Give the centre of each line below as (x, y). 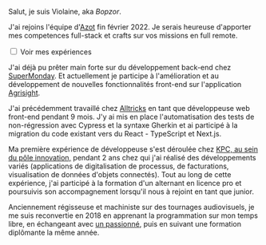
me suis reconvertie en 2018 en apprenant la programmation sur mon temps (133, 215)
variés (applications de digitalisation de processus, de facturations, (119, 166)
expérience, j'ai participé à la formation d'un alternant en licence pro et (125, 183)
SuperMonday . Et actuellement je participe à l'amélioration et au (114, 76)
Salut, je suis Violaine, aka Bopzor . (65, 12)
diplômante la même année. (54, 232)
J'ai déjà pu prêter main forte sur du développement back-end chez (120, 67)
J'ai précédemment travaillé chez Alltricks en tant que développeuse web (129, 108)
